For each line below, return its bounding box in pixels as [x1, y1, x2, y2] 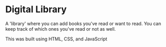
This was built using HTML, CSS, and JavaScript [5, 36, 108, 42]
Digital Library [5, 4, 67, 15]
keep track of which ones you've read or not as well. [5, 26, 116, 32]
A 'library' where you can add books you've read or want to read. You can [5, 20, 161, 27]
